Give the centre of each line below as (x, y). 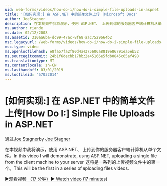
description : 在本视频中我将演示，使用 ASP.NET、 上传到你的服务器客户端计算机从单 (83, 24)
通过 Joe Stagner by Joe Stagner (38, 139)
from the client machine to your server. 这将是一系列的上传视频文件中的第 (80, 162)
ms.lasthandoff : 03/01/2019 (34, 70)
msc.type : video (22, 47)
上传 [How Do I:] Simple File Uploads (80, 113)
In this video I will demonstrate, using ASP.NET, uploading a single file (85, 156)
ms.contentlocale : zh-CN (31, 65)
